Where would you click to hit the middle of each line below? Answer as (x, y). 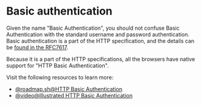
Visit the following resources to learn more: (60, 77)
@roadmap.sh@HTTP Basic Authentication (69, 89)
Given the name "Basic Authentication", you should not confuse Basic (93, 28)
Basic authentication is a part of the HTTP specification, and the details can (100, 41)
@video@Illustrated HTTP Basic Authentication (74, 95)
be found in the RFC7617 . (37, 47)
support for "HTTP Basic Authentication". (58, 66)
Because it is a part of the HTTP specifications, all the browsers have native (101, 59)
